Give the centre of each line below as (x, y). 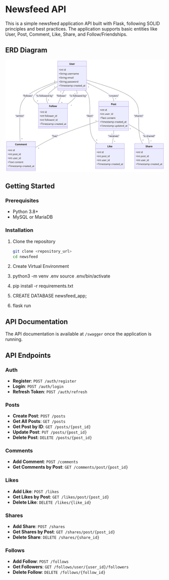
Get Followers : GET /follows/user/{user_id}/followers (71, 567)
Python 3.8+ (26, 211)
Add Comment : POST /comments (45, 462)
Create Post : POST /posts (39, 416)
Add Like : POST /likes (36, 491)
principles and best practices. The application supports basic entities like (81, 28)
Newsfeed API (36, 9)
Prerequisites (22, 200)
